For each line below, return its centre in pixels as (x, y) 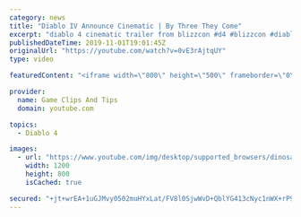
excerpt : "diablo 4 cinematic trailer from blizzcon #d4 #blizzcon (138, 34)
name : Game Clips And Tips (68, 100)
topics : (24, 125)
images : (24, 149)
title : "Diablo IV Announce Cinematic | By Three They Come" (126, 26)
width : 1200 (47, 166)
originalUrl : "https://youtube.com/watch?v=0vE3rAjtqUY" (118, 51)
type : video (31, 59)
